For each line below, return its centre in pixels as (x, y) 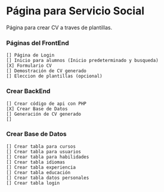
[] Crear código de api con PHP (46, 103)
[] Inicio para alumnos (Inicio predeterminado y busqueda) (83, 61)
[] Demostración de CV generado (46, 71)
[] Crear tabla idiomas (36, 162)
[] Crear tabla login (33, 183)
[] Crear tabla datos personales (48, 178)
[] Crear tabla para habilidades (48, 157)
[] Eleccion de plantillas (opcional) (54, 76)
